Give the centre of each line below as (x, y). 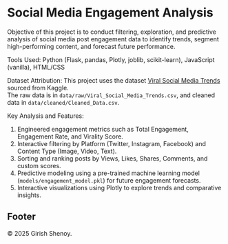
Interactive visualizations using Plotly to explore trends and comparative (119, 187)
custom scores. (39, 165)
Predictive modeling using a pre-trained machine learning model (108, 173)
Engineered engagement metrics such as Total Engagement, (103, 129)
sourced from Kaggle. (38, 88)
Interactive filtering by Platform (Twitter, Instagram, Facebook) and (112, 143)
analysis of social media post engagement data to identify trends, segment (113, 39)
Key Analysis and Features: (45, 116)
